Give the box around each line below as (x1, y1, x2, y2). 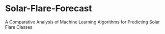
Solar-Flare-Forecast (5, 3, 92, 14)
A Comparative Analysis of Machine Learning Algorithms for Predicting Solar (5, 19, 160, 25)
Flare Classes (5, 24, 33, 30)
